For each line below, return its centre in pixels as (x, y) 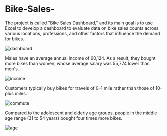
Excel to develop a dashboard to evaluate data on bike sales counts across (82, 28)
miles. (21, 93)
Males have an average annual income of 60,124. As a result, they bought (80, 58)
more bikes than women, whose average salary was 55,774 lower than (77, 63)
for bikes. (15, 39)
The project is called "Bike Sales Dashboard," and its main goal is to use (79, 23)
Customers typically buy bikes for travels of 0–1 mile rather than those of (80, 88)
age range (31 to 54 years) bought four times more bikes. (64, 118)
